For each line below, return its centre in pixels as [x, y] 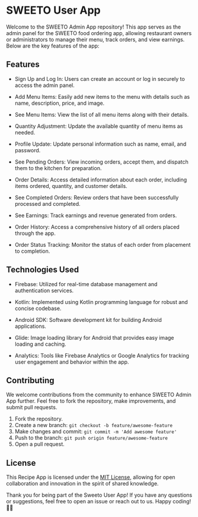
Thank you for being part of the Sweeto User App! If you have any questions [99, 495]
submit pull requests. [32, 408]
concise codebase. [38, 308]
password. [28, 150]
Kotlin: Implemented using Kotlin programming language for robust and [101, 302]
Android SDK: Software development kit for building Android [88, 319]
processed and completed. [48, 203]
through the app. [35, 233]
